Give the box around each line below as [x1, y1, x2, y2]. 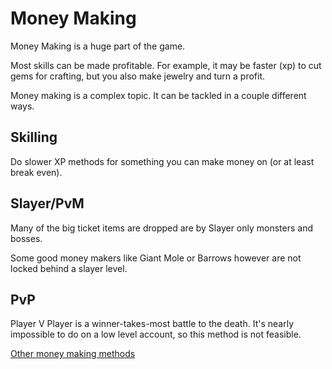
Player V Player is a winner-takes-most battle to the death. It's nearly [10, 318, 294, 330]
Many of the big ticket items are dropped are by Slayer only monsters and [10, 222, 314, 234]
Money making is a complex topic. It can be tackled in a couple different [10, 89, 307, 101]
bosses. [10, 232, 43, 244]
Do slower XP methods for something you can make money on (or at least [10, 155, 315, 167]
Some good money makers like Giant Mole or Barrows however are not [10, 252, 302, 264]
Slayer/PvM [10, 195, 85, 212]
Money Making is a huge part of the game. [10, 40, 186, 52]
